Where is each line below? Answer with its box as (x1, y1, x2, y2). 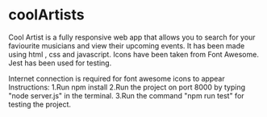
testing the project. (8, 99, 71, 109)
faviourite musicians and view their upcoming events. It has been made (8, 40, 245, 50)
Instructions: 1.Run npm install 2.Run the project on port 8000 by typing (8, 82, 246, 92)
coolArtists (8, 6, 85, 24)
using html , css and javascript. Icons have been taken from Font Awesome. (8, 49, 260, 59)
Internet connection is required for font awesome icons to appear (8, 73, 225, 83)
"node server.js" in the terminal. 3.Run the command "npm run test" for (8, 90, 244, 100)
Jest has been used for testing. (8, 58, 112, 68)
